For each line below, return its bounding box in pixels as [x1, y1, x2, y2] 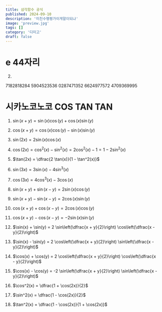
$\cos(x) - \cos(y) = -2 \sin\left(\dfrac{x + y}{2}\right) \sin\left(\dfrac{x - [12, 268, 158, 273]
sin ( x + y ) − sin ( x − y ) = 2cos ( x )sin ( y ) [12, 195, 90, 201]
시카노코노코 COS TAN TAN [5, 101, 113, 112]
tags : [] [5, 25, 23, 30]
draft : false [5, 35, 32, 39]
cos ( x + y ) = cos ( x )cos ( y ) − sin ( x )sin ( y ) [12, 127, 95, 133]
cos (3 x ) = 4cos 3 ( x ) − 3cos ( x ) [12, 176, 73, 183]
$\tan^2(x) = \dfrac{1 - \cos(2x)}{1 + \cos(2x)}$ [12, 301, 108, 307]
